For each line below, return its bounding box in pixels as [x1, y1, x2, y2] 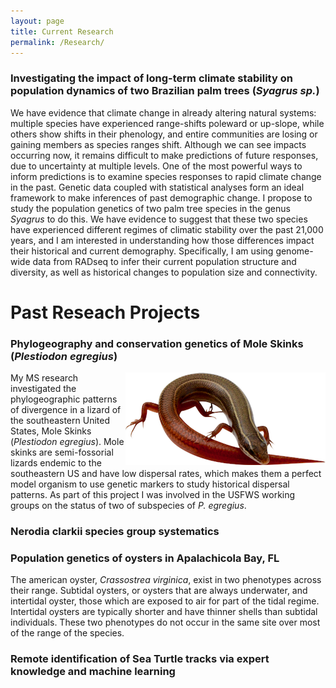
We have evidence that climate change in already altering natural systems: [10, 106, 317, 119]
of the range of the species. [10, 627, 125, 639]
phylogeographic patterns [10, 393, 118, 405]
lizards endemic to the [10, 457, 102, 469]
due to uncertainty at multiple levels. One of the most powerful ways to [10, 160, 303, 172]
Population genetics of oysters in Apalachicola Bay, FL [10, 551, 280, 565]
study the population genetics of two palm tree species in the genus [10, 202, 291, 214]
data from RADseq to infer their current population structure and [32, 255, 297, 267]
